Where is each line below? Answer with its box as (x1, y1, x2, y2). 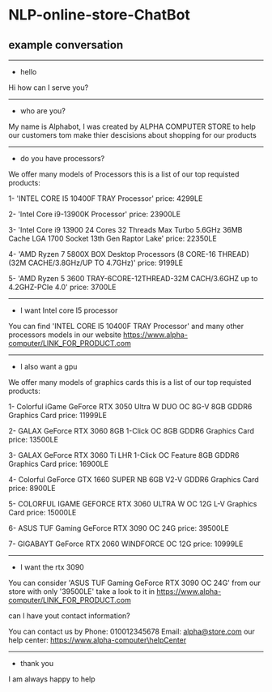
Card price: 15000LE (8, 508, 77, 517)
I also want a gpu (19, 362, 78, 371)
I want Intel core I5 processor (19, 305, 118, 315)
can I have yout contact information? (8, 611, 131, 621)
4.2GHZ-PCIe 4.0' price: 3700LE (8, 282, 117, 292)
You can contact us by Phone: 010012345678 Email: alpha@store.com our (8, 626, 255, 636)
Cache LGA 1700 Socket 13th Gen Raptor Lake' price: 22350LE (8, 233, 217, 243)
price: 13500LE (8, 435, 59, 444)
